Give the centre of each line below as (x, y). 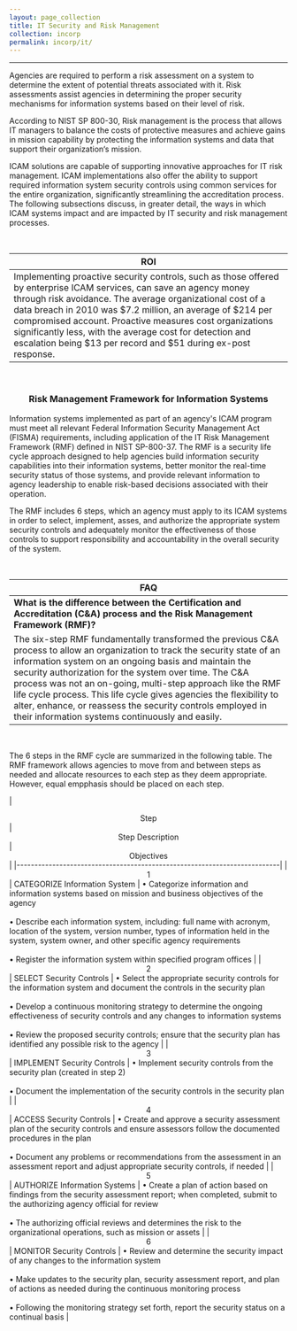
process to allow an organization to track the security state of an (147, 650)
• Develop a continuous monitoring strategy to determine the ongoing (136, 1006)
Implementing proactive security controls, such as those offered (147, 277)
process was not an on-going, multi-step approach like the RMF (147, 683)
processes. (30, 223)
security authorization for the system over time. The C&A (131, 672)
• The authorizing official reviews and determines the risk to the (125, 1222)
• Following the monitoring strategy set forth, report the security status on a (147, 1307)
